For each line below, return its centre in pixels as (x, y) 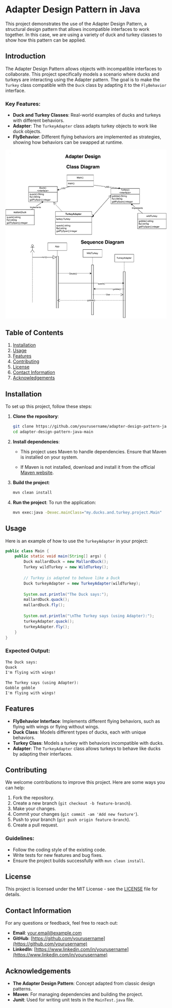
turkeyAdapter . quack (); (49, 621)
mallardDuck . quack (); (47, 600)
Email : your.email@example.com (47, 933)
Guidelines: (20, 838)
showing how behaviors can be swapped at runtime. (68, 142)
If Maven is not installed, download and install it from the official (88, 467)
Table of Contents (35, 333)
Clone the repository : (36, 416)
